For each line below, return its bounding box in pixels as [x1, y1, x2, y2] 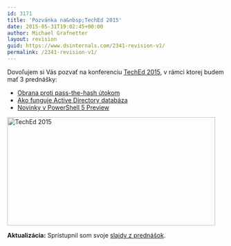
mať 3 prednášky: [7, 75, 57, 83]
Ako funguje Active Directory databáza [17, 96, 128, 104]
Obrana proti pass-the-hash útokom [17, 88, 120, 97]
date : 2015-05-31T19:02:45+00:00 [7, 23, 104, 30]
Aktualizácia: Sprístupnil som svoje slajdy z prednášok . [7, 231, 166, 239]
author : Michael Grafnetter [7, 29, 89, 37]
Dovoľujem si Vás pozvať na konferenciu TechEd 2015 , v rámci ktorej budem [7, 67, 225, 76]
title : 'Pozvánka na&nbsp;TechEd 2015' [7, 17, 122, 24]
